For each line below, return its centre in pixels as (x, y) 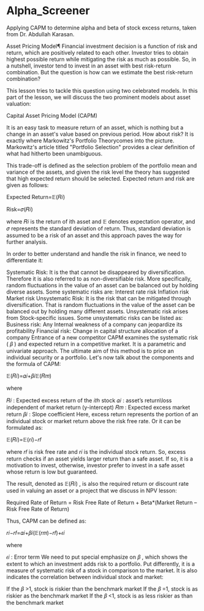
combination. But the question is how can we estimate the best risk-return (100, 72)
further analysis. (27, 242)
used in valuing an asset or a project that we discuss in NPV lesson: (92, 490)
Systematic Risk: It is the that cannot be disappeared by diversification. (96, 272)
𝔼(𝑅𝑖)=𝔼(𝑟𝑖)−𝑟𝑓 (24, 439)
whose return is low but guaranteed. (52, 472)
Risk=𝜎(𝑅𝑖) (20, 209)
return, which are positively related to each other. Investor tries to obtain (97, 52)
